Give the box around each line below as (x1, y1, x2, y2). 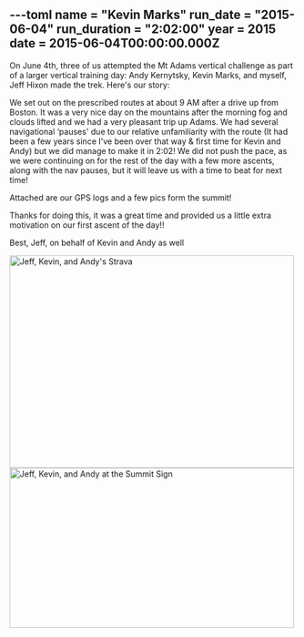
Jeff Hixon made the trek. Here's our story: (9, 79, 170, 90)
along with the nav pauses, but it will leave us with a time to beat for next (9, 164, 282, 176)
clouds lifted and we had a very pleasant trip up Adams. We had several (9, 116, 279, 127)
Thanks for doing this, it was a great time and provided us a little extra (9, 210, 271, 221)
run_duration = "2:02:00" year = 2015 (56, 22, 277, 37)
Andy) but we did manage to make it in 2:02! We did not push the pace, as (9, 145, 288, 156)
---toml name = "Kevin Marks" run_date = (9, 7, 252, 23)
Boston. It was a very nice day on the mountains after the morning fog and (9, 107, 289, 118)
